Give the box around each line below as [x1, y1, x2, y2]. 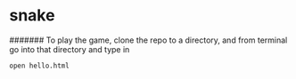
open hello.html [9, 61, 70, 70]
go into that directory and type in [9, 43, 130, 54]
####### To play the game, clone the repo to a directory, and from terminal [9, 35, 288, 45]
